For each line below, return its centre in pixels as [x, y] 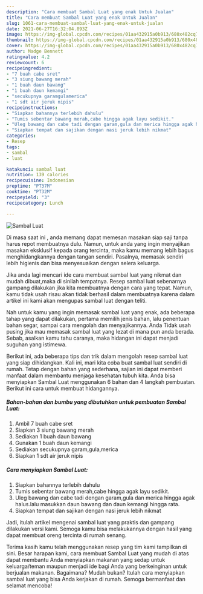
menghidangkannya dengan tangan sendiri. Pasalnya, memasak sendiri [95, 256]
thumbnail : [20, 40]
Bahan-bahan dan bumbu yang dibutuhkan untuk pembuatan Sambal [96, 402]
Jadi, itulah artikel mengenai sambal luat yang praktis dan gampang [90, 523]
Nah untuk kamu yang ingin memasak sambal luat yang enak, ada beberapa [101, 312]
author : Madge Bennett [35, 51]
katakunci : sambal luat [36, 169]
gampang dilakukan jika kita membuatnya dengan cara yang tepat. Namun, [99, 288]
